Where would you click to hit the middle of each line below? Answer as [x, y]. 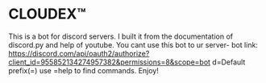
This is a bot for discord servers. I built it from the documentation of [121, 36]
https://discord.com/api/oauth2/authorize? [79, 53]
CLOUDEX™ [47, 14]
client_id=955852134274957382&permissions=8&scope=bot [110, 62]
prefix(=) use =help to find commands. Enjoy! [83, 70]
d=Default [229, 62]
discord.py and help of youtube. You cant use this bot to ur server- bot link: [133, 44]
